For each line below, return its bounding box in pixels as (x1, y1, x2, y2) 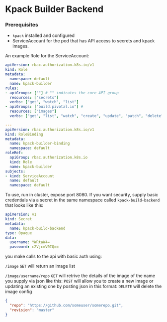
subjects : (5, 168, 26, 174)
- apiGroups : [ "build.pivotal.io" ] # (5, 104, 83, 109)
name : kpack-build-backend (9, 226, 66, 231)
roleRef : (5, 151, 23, 156)
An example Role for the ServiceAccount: (5, 53, 89, 59)
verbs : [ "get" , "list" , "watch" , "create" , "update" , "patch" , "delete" (9, 114, 164, 119)
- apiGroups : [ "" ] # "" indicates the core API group (5, 90, 119, 95)
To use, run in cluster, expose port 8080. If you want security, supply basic (5, 192, 159, 198)
